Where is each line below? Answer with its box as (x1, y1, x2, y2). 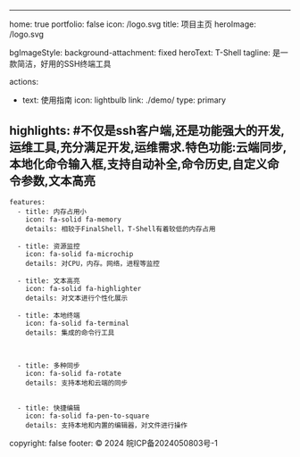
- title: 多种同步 (17, 361, 80, 370)
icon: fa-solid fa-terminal (25, 319, 129, 328)
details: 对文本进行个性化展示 (25, 294, 128, 303)
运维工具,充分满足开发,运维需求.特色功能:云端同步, (9, 140, 287, 155)
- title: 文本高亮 (17, 276, 80, 286)
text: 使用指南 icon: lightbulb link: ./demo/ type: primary (21, 95, 226, 105)
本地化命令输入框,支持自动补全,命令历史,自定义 (9, 157, 268, 172)
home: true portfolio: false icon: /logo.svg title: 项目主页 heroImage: (9, 19, 256, 29)
